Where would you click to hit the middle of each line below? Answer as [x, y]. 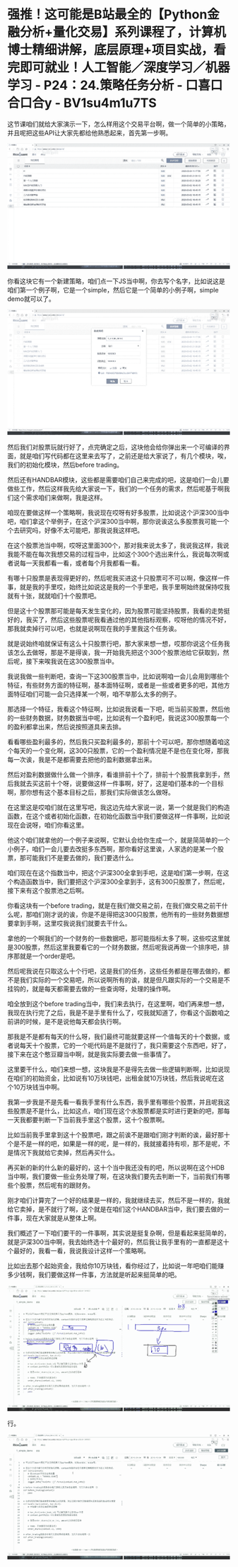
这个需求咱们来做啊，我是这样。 [60, 498]
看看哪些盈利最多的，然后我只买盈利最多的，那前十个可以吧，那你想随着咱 [115, 742]
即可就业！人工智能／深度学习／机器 [125, 68]
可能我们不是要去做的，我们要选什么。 [82, 858]
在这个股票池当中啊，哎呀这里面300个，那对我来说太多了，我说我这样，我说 [118, 545]
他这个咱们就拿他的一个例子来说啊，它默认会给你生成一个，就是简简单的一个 [119, 841]
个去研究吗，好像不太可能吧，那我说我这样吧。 [75, 530]
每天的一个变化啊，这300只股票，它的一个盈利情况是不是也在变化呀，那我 [121, 751]
